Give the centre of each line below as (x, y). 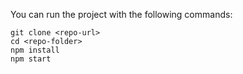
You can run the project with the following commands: (121, 14)
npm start (31, 59)
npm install (35, 50)
